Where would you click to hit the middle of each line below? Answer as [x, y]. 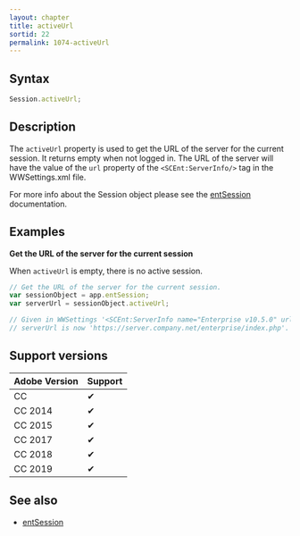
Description [42, 127]
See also [33, 501]
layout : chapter [39, 17]
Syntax [29, 78]
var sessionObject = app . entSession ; [79, 296]
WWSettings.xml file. [48, 177]
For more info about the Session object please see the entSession [130, 194]
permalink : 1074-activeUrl [59, 42]
